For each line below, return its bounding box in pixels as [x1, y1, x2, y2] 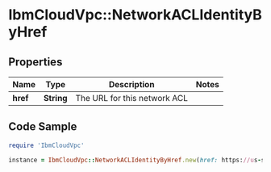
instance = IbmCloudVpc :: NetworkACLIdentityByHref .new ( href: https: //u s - [8, 156, 262, 164]
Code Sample [8, 120, 77, 134]
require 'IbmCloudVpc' [8, 141, 85, 149]
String [43, 93, 68, 103]
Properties [8, 55, 63, 69]
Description [108, 79, 155, 90]
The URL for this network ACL [75, 93, 188, 103]
